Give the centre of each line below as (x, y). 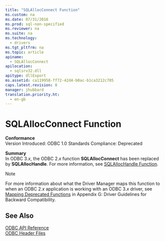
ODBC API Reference (27, 228)
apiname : (14, 57)
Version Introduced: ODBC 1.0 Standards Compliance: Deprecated (74, 143)
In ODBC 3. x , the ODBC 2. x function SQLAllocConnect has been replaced (82, 159)
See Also (19, 215)
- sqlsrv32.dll (26, 71)
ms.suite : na (19, 33)
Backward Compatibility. (31, 200)
